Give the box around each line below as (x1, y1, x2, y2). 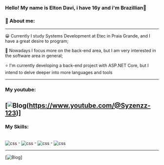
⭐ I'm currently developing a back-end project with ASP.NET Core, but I (5, 63, 149, 69)
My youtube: (5, 86, 36, 93)
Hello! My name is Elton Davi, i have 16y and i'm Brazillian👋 (5, 4, 146, 11)
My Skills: (5, 124, 29, 130)
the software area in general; (5, 53, 63, 59)
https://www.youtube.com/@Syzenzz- (28, 101, 151, 110)
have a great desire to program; (5, 38, 69, 44)
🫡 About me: (5, 17, 35, 24)
